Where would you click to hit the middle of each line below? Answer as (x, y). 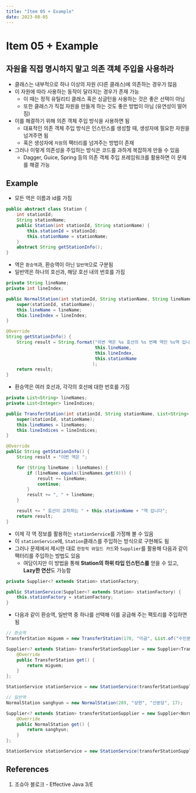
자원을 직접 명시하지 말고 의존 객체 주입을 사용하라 (90, 69)
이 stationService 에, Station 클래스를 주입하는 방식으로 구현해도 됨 (92, 541)
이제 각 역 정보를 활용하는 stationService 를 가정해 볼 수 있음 (84, 534)
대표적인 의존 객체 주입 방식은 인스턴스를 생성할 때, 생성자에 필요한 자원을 (106, 128)
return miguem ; (45, 665)
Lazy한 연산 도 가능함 (47, 570)
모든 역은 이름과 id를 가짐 (43, 198)
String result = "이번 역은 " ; (52, 457)
